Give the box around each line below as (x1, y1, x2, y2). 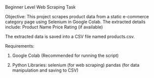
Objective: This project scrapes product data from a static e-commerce (5, 14, 149, 19)
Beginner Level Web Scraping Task (5, 4, 76, 10)
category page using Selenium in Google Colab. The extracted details (5, 19, 146, 25)
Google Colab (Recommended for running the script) (12, 52, 119, 58)
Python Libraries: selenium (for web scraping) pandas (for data (12, 62, 140, 68)
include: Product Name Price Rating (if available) (5, 24, 103, 30)
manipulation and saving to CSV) (12, 67, 78, 73)
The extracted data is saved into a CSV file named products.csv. (5, 34, 135, 39)
